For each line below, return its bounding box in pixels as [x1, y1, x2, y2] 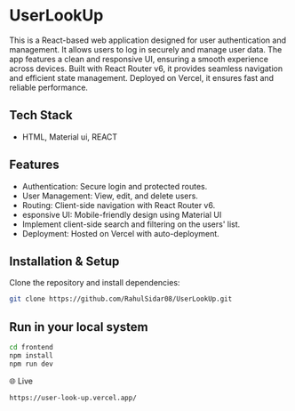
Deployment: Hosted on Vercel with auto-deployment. [21, 228, 219, 238]
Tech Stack [9, 108, 73, 123]
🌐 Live [9, 375, 34, 386]
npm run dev [9, 359, 53, 368]
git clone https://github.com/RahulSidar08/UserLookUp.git [9, 294, 233, 303]
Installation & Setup [9, 254, 120, 269]
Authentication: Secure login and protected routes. [21, 181, 208, 191]
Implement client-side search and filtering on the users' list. [21, 219, 241, 230]
